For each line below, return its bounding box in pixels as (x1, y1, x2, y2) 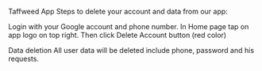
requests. (8, 54, 40, 63)
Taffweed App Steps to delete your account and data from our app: (8, 7, 228, 16)
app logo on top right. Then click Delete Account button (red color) (8, 31, 227, 39)
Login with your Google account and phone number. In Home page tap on (8, 22, 249, 31)
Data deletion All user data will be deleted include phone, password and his (8, 46, 255, 54)
